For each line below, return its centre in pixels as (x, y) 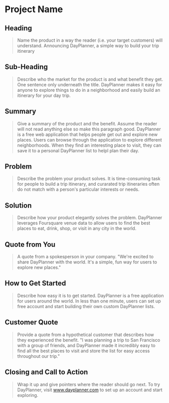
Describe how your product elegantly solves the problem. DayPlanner (90, 218)
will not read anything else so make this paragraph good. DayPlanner (89, 129)
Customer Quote (32, 323)
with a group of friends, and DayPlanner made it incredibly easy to (86, 345)
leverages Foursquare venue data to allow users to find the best (83, 223)
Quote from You (30, 244)
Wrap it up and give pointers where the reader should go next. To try (89, 384)
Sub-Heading (26, 67)
